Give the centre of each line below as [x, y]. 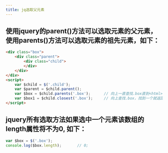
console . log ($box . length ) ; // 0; [47, 145]
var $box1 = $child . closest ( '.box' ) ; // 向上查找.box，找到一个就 [86, 98]
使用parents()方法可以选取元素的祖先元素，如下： [83, 40]
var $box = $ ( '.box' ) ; [29, 141]
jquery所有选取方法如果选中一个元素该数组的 [75, 120]
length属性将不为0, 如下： [46, 129]
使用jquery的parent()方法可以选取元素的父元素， [81, 31]
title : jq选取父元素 [25, 10]
